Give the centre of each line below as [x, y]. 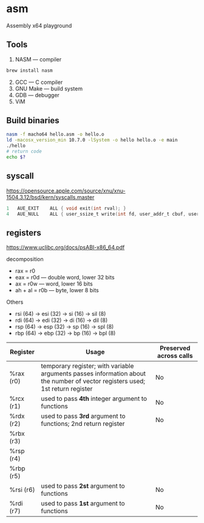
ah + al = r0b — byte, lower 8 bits [57, 290]
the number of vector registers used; [93, 381]
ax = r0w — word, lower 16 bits [54, 284]
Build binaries [33, 121]
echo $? [16, 157]
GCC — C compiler [39, 82]
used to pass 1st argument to [83, 504]
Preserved [175, 348]
